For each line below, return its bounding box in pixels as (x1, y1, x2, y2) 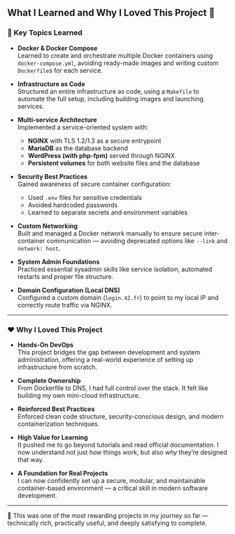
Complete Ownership (17, 376, 81, 384)
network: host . (17, 244, 61, 252)
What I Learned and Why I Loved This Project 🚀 (7, 7, 215, 19)
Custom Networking (17, 222, 78, 230)
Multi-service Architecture (17, 115, 97, 124)
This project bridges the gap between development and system (17, 347, 201, 356)
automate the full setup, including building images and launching (17, 94, 204, 103)
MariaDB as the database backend (27, 144, 128, 152)
